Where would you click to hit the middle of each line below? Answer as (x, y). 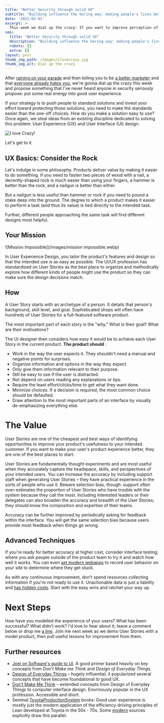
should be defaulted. (33, 395)
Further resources (33, 652)
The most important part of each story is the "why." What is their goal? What (82, 324)
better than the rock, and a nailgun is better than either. (61, 185)
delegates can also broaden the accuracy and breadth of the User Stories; (80, 500)
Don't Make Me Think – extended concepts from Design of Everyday (81, 684)
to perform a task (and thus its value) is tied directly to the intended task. (78, 205)
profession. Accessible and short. (46, 695)
